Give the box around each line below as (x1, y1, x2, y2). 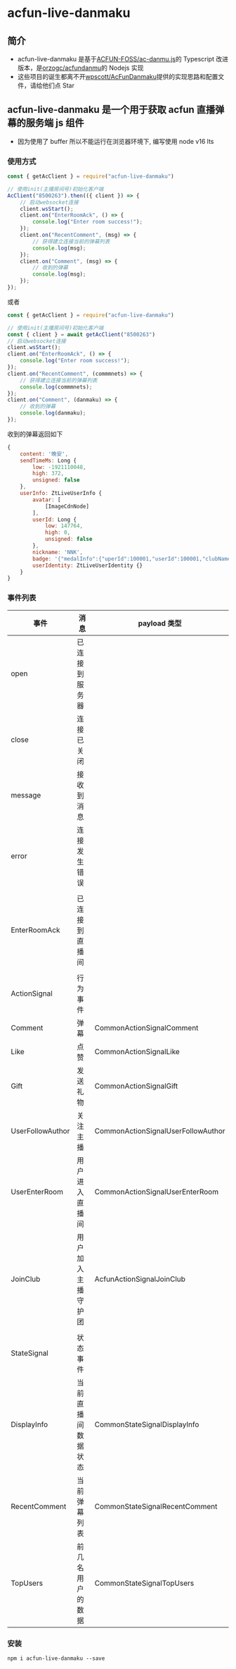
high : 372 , (32, 470, 65, 477)
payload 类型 (138, 618, 182, 628)
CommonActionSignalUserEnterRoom (94, 1187, 219, 1197)
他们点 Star (41, 81, 75, 90)
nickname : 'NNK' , (32, 549, 83, 556)
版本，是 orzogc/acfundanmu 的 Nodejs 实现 (17, 63, 144, 72)
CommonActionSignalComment (94, 1022, 199, 1032)
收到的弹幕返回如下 (7, 429, 63, 438)
